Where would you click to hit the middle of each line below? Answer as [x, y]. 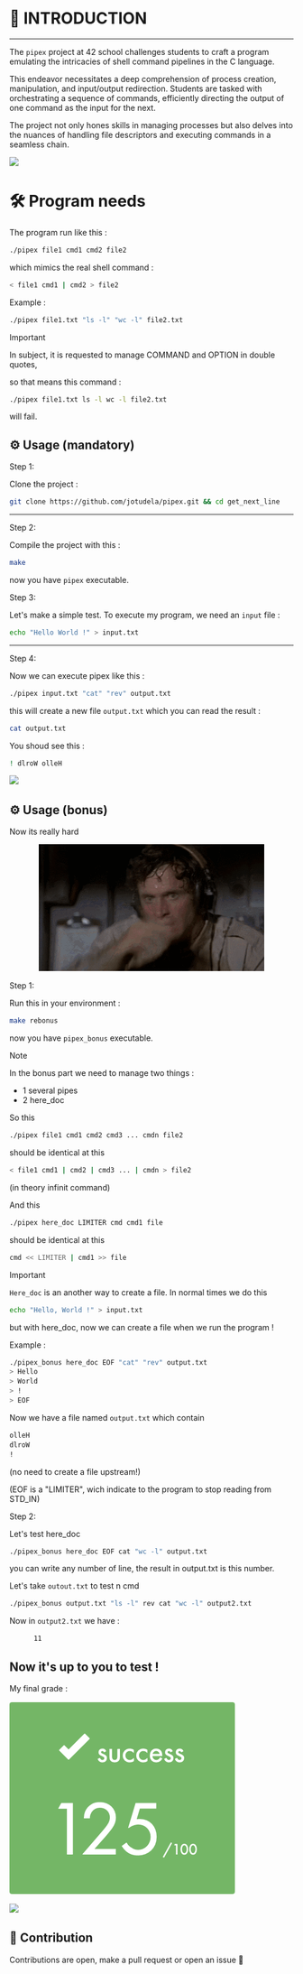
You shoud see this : [47, 746]
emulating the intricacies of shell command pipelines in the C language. [142, 61]
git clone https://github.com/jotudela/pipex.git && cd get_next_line [145, 502]
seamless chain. [39, 144]
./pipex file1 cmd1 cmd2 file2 [68, 250]
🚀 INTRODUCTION [78, 19]
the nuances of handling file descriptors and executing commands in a [140, 134]
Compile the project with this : [65, 545]
